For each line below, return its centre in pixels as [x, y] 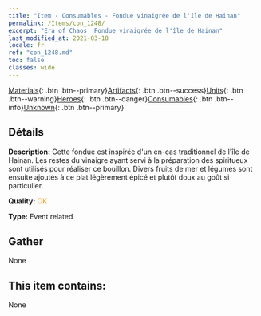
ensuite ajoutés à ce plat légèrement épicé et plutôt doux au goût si [119, 177]
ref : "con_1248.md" [41, 53]
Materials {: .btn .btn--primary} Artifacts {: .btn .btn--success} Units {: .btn [126, 90]
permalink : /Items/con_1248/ [57, 23]
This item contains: [57, 285]
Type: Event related [41, 216]
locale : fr [26, 45]
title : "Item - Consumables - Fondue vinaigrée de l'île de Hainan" [125, 16]
